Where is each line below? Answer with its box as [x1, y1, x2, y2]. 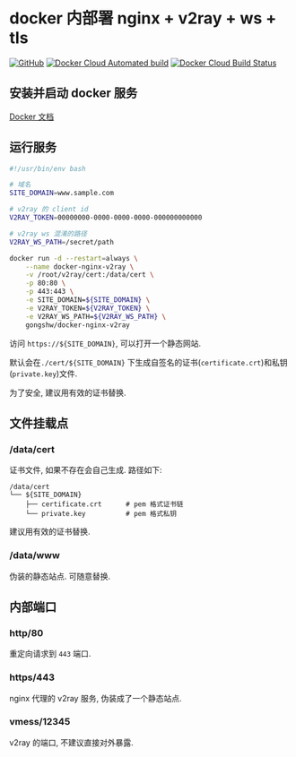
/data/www [9, 549, 60, 562]
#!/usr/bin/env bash [9, 164, 87, 173]
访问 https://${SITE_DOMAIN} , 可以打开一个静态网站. [9, 338, 202, 348]
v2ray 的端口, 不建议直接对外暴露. [9, 736, 135, 748]
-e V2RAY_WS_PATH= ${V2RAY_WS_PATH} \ [25, 312, 167, 321]
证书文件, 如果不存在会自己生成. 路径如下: [9, 465, 162, 476]
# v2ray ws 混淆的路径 [9, 229, 88, 238]
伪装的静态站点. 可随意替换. [9, 571, 111, 581]
